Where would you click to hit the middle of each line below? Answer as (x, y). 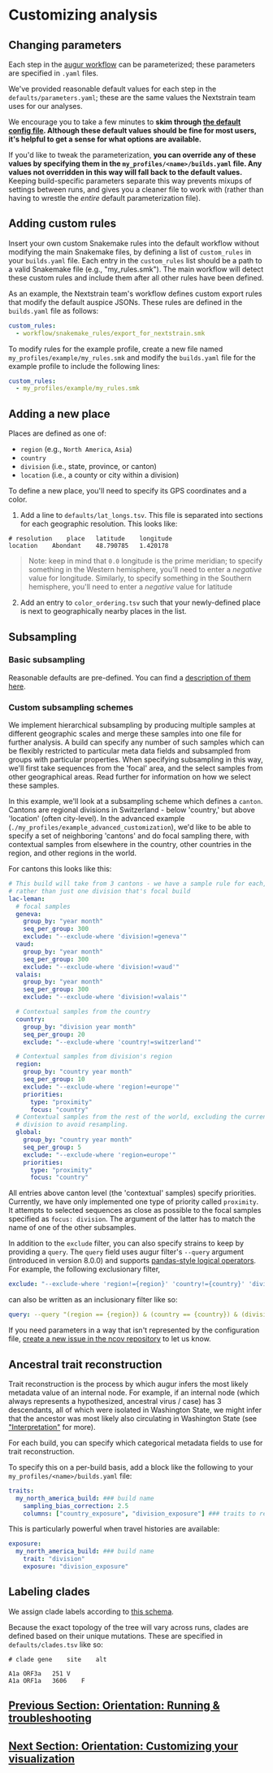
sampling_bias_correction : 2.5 (76, 1506)
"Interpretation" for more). (52, 1427)
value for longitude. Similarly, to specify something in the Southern (140, 578)
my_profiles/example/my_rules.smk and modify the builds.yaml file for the (132, 357)
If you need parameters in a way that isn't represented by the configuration (134, 1330)
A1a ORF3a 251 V (39, 1673)
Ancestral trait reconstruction (85, 1365)
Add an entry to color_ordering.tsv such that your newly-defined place (141, 602)
